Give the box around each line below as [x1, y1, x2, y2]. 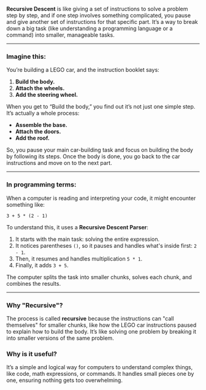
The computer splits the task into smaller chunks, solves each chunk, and [6, 273, 192, 281]
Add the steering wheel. [15, 91, 78, 99]
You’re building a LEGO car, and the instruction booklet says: [6, 66, 159, 74]
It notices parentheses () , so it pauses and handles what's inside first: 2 [15, 242, 197, 249]
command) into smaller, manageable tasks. [6, 31, 115, 39]
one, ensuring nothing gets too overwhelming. [6, 377, 123, 384]
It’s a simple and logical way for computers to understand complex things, [6, 364, 193, 371]
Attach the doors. [15, 128, 61, 136]
